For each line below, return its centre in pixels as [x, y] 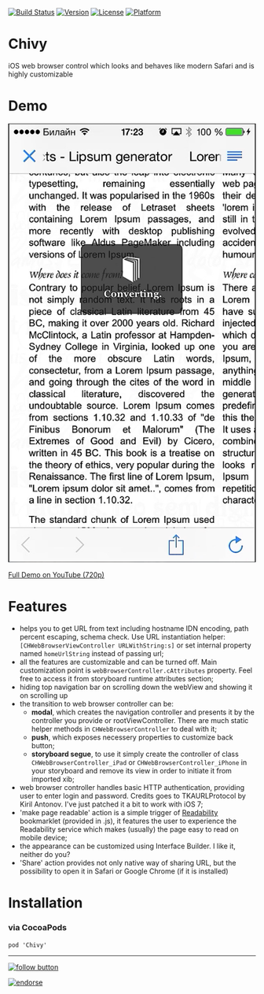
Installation [46, 903]
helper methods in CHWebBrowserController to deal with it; [124, 729]
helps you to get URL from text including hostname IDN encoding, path [134, 629]
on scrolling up [44, 695]
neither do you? [45, 855]
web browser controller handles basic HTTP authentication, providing [132, 788]
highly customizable [40, 74]
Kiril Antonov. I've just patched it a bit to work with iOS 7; [111, 804]
